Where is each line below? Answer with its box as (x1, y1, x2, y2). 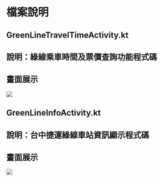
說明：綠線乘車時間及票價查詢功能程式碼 (6, 52, 157, 62)
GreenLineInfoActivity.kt (6, 108, 101, 118)
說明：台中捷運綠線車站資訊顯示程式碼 (6, 130, 149, 140)
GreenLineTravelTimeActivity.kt (6, 30, 129, 40)
